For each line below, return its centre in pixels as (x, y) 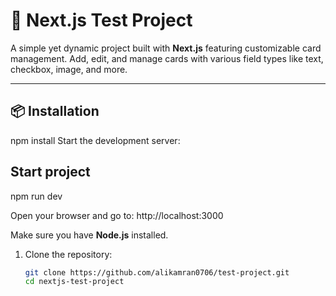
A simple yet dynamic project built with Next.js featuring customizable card (166, 48)
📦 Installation (55, 111)
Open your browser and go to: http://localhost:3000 (117, 215)
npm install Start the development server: (95, 140)
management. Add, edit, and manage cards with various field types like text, (167, 58)
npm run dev (36, 196)
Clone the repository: (68, 254)
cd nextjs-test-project (74, 282)
